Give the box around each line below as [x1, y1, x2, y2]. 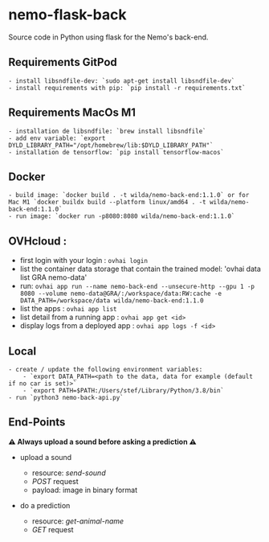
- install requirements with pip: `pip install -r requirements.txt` [8, 84, 247, 92]
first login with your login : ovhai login [19, 256, 149, 265]
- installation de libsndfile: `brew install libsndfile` [8, 127, 206, 135]
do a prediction [19, 500, 71, 510]
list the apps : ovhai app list [19, 304, 117, 314]
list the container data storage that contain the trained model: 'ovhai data [19, 264, 261, 274]
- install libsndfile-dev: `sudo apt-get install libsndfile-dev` [8, 76, 235, 85]
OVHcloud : [8, 234, 67, 248]
